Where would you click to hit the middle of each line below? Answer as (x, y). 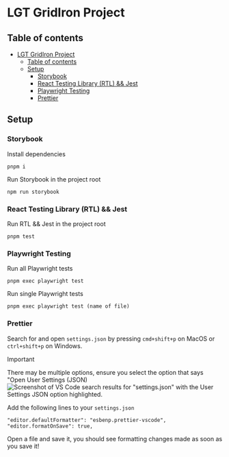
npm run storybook (33, 192)
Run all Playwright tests (40, 269)
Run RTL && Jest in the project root (56, 223)
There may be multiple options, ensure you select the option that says (105, 372)
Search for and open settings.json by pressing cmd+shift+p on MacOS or (111, 338)
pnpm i (16, 166)
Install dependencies (37, 154)
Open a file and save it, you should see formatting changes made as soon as (115, 439)
